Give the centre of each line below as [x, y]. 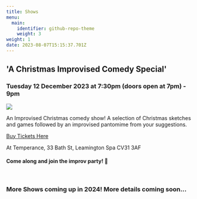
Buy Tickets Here [27, 136]
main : [19, 23]
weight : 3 [29, 34]
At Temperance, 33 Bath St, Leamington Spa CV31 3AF [74, 148]
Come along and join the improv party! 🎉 [57, 161]
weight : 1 [19, 39]
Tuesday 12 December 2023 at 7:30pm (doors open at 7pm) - [96, 86]
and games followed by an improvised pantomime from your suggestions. [97, 124]
